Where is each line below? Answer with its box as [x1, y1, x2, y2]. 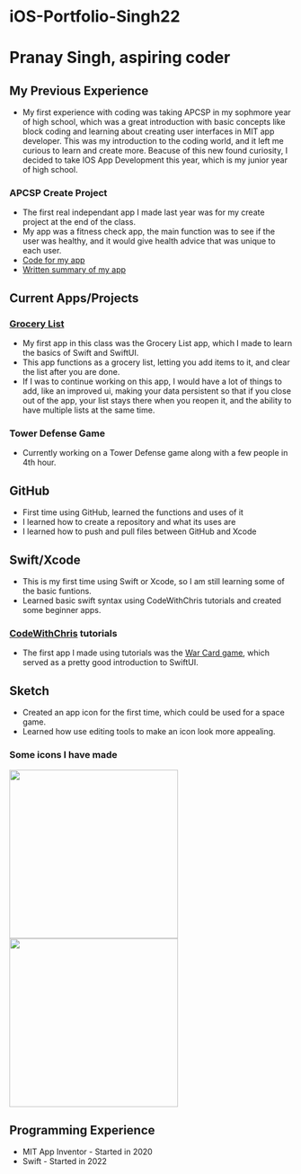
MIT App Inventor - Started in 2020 [22, 1146, 153, 1157]
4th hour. [22, 457, 57, 468]
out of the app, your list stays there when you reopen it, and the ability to [22, 396, 292, 406]
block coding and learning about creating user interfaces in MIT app [22, 126, 275, 137]
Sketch [9, 683, 49, 698]
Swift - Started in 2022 [22, 1156, 108, 1167]
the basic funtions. [22, 586, 92, 597]
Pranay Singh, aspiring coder [9, 48, 231, 68]
